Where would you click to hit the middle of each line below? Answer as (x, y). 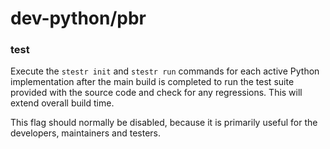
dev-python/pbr (78, 18)
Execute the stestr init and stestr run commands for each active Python (165, 71)
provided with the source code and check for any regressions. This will (156, 93)
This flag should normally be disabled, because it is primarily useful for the (164, 123)
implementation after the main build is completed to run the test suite (152, 82)
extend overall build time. (62, 103)
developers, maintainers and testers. (86, 133)
